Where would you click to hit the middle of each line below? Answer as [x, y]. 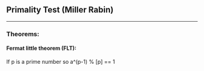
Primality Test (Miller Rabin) [60, 10]
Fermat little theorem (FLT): [42, 48]
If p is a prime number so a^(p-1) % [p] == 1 [61, 61]
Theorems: [23, 34]
